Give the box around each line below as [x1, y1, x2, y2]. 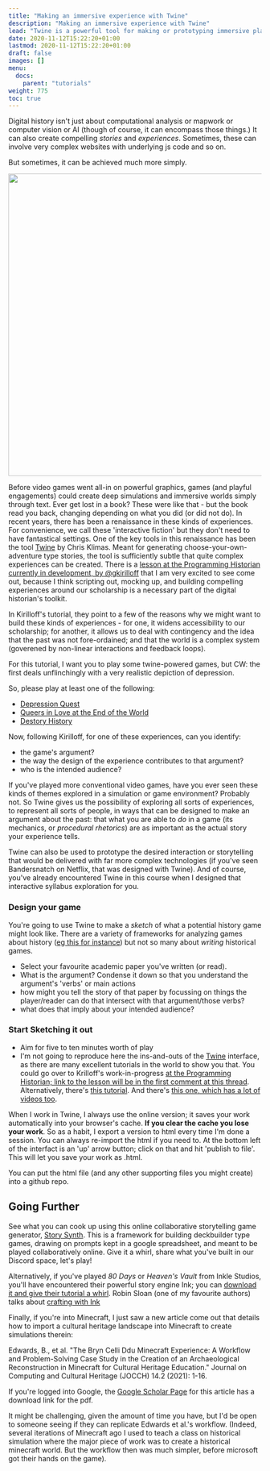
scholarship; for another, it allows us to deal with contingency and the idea [8, 626, 255, 637]
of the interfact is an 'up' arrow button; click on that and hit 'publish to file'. [8, 1144, 256, 1153]
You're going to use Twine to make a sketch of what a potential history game [8, 920, 262, 929]
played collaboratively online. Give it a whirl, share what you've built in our [8, 1247, 254, 1257]
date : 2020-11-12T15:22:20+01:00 [8, 34, 121, 43]
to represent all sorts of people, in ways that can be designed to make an [8, 806, 251, 816]
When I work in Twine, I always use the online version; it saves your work [8, 1109, 251, 1119]
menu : [8, 64, 27, 73]
